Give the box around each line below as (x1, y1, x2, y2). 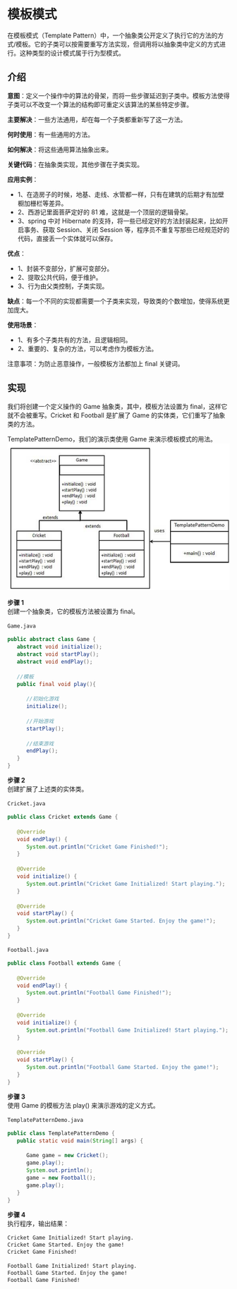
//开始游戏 (25, 717, 54, 725)
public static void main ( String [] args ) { (16, 1137, 143, 1144)
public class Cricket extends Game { (7, 814, 119, 821)
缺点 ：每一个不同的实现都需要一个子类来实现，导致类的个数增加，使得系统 (7, 297, 224, 305)
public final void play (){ (16, 680, 97, 688)
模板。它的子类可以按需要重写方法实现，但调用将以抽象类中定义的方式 (16, 39, 220, 48)
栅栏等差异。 (30, 199, 68, 207)
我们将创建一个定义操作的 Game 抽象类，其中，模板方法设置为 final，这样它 (7, 402, 228, 410)
